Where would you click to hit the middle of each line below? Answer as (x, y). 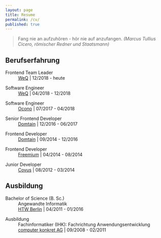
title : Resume (20, 15)
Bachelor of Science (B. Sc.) (35, 198)
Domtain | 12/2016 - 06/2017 (48, 124)
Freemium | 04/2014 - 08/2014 (50, 155)
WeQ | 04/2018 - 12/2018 (44, 93)
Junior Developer (23, 164)
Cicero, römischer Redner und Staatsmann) (63, 44)
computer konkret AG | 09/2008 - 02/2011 (62, 230)
